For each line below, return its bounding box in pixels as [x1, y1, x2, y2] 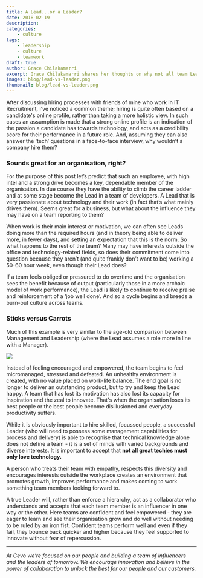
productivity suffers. [6, 409, 57, 416]
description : [6, 20, 39, 26]
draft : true [6, 59, 36, 65]
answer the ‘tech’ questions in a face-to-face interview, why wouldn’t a [6, 138, 183, 144]
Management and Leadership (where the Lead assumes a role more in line [6, 334, 192, 342]
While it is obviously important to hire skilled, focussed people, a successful [6, 420, 195, 428]
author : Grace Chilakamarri [6, 65, 77, 71]
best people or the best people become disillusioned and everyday [6, 402, 173, 410]
